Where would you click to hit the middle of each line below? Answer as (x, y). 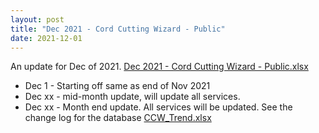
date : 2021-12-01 (46, 38)
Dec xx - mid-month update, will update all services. (132, 97)
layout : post (37, 19)
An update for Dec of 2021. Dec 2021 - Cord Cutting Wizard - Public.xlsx (159, 67)
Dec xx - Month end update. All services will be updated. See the (158, 107)
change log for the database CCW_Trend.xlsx (118, 118)
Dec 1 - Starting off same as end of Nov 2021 (117, 86)
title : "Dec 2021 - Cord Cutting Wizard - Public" (118, 29)
